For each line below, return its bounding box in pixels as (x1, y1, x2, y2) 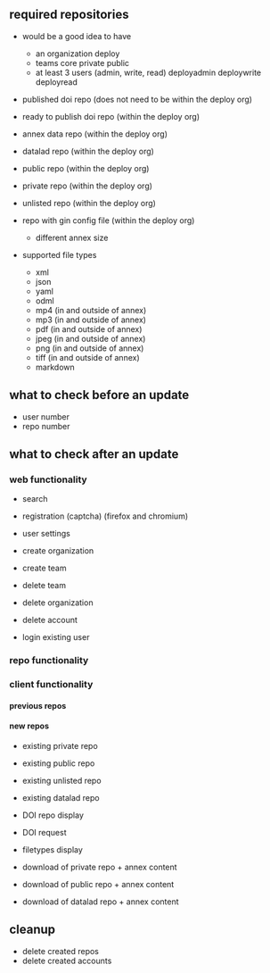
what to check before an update (9, 387, 190, 403)
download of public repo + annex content (21, 878, 175, 889)
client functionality (9, 678, 94, 691)
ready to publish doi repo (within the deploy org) (21, 111, 200, 121)
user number (21, 411, 70, 422)
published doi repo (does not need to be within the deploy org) (21, 94, 252, 104)
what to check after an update (9, 446, 179, 462)
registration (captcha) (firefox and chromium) (21, 511, 189, 521)
